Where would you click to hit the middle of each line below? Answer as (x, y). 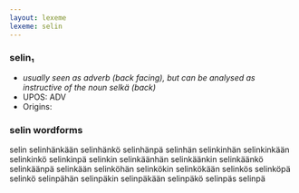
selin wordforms (46, 130)
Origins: (37, 106)
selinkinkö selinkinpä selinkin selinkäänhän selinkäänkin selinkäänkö (137, 159)
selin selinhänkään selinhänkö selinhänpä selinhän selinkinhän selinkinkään (149, 150)
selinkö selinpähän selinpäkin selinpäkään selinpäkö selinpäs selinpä (137, 179)
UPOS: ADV (44, 97)
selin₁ (22, 58)
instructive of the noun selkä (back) (89, 87)
